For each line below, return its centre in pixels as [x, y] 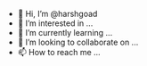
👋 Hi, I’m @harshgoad [57, 14]
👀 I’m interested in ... [55, 23]
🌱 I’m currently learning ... [65, 33]
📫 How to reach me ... [59, 52]
